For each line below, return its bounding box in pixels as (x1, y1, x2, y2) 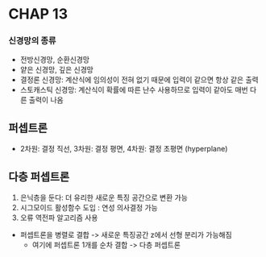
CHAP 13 (8, 5, 69, 23)
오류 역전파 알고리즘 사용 (19, 213, 98, 222)
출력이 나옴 (28, 95, 64, 105)
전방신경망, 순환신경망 (19, 55, 90, 64)
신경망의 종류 (8, 35, 56, 47)
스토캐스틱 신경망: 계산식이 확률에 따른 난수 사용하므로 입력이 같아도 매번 (19, 85, 248, 95)
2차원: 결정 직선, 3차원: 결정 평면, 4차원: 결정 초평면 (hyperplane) (19, 144, 228, 154)
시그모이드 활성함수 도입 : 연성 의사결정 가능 (19, 203, 159, 213)
